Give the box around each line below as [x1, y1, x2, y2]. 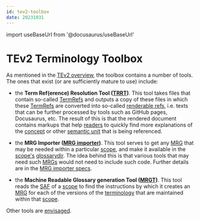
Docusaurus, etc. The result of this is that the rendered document [14, 115, 177, 122]
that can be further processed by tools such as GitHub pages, [14, 109, 168, 116]
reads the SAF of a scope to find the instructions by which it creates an [14, 183, 190, 190]
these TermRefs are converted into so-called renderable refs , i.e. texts [14, 103, 189, 110]
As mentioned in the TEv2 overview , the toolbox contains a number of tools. [6, 71, 193, 79]
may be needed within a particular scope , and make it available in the [14, 146, 186, 153]
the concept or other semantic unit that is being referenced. [14, 128, 163, 135]
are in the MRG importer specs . [14, 165, 92, 172]
